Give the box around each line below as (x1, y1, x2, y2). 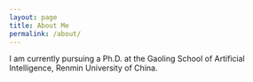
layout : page (9, 12, 58, 22)
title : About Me (9, 21, 69, 30)
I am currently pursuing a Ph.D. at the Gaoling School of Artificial (9, 54, 246, 64)
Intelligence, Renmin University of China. (9, 63, 158, 73)
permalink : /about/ (9, 29, 82, 38)
